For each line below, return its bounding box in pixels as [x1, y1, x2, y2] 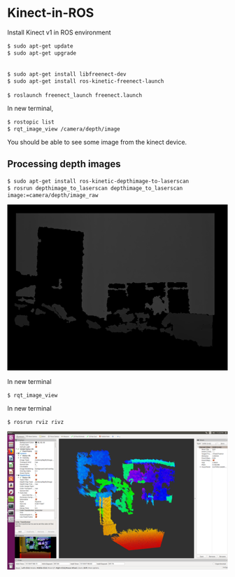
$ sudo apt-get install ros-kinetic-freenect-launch [7, 77, 164, 85]
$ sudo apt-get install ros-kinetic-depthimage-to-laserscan [7, 178, 190, 185]
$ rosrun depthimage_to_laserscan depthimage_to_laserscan [7, 185, 183, 192]
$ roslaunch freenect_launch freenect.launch [7, 91, 142, 99]
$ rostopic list [7, 118, 55, 126]
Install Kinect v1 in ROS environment [7, 28, 111, 37]
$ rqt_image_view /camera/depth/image [7, 125, 120, 133]
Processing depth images [7, 158, 121, 170]
